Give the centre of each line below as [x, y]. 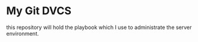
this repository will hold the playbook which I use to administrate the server [99, 27]
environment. [22, 33]
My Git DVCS [39, 11]
